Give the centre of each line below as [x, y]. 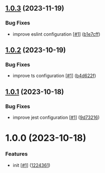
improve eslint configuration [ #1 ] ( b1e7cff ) [56, 34]
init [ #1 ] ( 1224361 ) [31, 165]
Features [17, 154]
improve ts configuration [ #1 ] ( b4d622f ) [54, 76]
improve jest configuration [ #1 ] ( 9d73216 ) [56, 117]
